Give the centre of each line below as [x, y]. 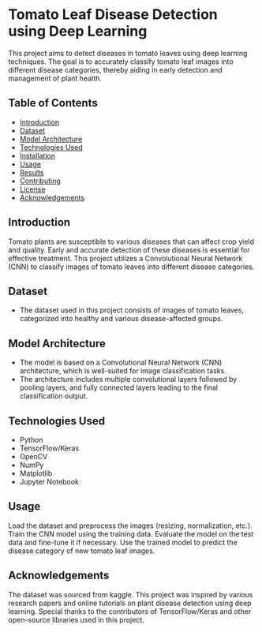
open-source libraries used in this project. [76, 619]
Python [31, 440]
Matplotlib [36, 473]
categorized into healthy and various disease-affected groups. [121, 319]
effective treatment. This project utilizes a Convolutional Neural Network [125, 258]
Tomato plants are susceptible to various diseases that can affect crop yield [131, 241]
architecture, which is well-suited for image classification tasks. [123, 371]
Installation [37, 155]
